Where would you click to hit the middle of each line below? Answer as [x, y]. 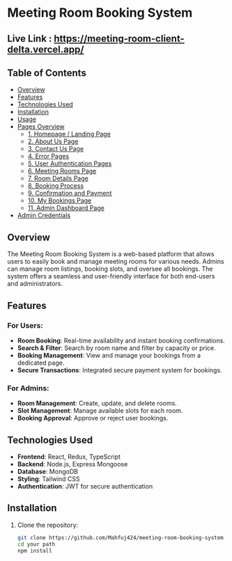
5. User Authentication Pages [70, 164]
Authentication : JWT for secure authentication [85, 486]
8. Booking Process [56, 186]
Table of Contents [47, 73]
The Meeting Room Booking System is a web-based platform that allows [111, 254]
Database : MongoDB [48, 472]
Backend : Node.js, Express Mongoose [72, 464]
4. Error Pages [48, 156]
